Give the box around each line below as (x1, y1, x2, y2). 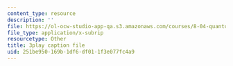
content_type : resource (7, 10, 76, 17)
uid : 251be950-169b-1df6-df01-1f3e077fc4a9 (7, 49, 135, 56)
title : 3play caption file (7, 42, 85, 49)
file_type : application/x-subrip (7, 29, 104, 36)
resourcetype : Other (7, 36, 67, 43)
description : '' (7, 16, 54, 23)
